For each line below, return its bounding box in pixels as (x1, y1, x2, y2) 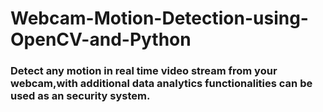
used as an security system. (10, 89, 151, 103)
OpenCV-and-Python (10, 28, 192, 51)
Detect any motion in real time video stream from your (10, 64, 278, 78)
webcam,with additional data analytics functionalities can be (10, 77, 313, 91)
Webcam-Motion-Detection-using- (10, 7, 309, 30)
